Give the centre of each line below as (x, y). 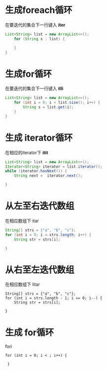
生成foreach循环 (39, 10)
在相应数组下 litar (23, 284)
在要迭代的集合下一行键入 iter (35, 25)
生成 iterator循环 (39, 138)
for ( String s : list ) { (39, 39)
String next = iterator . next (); (48, 176)
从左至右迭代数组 (40, 206)
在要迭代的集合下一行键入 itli (34, 89)
